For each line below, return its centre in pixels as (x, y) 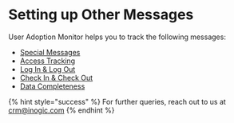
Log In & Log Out (48, 69)
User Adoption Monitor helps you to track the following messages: (117, 37)
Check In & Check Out (56, 77)
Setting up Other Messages (101, 15)
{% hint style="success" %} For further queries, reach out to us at (117, 101)
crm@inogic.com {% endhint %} (61, 110)
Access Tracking (48, 61)
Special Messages (50, 52)
